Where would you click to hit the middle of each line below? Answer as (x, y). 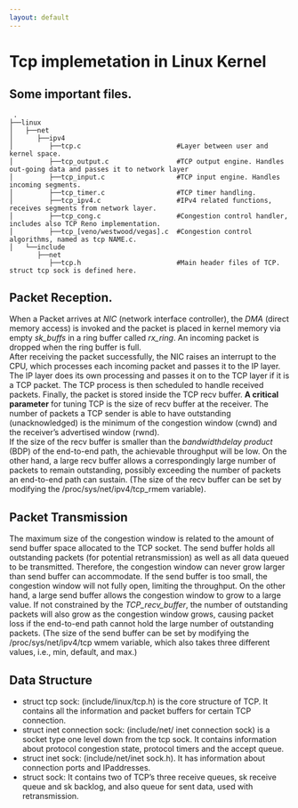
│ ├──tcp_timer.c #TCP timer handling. (133, 192)
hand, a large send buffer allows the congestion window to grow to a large (145, 595)
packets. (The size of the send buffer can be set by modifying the (129, 634)
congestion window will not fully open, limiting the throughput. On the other (148, 586)
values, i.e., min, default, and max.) (73, 652)
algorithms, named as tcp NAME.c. (73, 239)
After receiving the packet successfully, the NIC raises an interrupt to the (143, 357)
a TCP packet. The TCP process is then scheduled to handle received (137, 385)
